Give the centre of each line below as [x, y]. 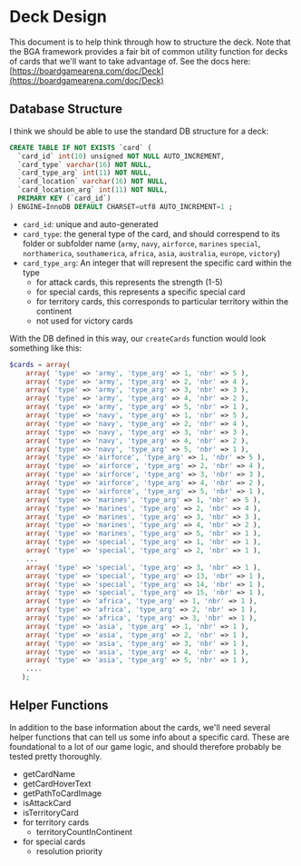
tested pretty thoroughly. [56, 756]
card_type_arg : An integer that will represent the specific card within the [157, 263]
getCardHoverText [57, 783]
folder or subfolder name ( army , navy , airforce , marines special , [141, 244]
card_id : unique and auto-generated [90, 224]
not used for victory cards [84, 321]
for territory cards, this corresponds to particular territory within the [162, 301]
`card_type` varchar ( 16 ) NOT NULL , [85, 164]
